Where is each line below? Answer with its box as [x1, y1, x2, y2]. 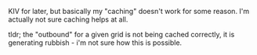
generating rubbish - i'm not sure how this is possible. [8, 38, 183, 47]
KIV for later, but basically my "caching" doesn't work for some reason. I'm [8, 7, 250, 15]
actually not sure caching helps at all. [8, 15, 128, 24]
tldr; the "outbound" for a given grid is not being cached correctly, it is [8, 30, 235, 39]
